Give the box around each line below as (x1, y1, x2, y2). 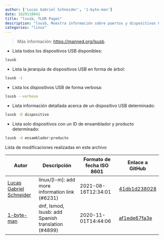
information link (39, 188, 75, 195)
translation (39, 221, 63, 227)
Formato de (83, 156, 111, 163)
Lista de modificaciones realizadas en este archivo (5, 144, 107, 150)
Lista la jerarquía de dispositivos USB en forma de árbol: (12, 66, 125, 72)
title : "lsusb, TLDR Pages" (5, 16, 62, 21)
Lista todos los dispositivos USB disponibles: (12, 48, 102, 54)
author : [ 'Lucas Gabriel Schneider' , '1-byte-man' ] (5, 7, 112, 12)
